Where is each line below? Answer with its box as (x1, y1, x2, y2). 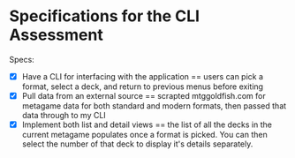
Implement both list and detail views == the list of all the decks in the (21, 119, 272, 130)
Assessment (9, 25, 103, 45)
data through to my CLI (21, 110, 106, 121)
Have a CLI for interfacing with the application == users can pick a (21, 71, 263, 81)
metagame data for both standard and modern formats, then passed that (21, 101, 287, 111)
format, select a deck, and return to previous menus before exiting (21, 81, 263, 92)
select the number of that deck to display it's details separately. (21, 139, 253, 149)
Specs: (9, 54, 35, 64)
